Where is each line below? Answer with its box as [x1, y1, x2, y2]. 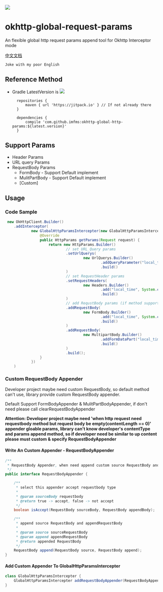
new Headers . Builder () [83, 283, 130, 288]
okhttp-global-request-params [5, 21, 132, 33]
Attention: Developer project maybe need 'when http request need [5, 416, 142, 422]
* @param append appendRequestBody [16, 534, 88, 539]
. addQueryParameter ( [100, 260, 142, 265]
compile [25, 119, 41, 124]
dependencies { [16, 115, 48, 120]
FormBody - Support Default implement [19, 169, 98, 175]
